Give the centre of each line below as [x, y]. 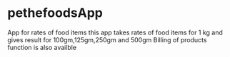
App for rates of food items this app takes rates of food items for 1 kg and [115, 32]
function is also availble [42, 47]
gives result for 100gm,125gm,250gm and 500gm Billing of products [107, 39]
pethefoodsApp [55, 13]
